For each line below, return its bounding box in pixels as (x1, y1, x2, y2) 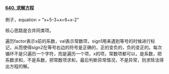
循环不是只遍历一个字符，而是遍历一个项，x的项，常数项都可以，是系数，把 (5, 51, 162, 57)
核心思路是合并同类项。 (5, 28, 54, 34)
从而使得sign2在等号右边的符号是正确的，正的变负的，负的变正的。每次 (14, 44, 162, 50)
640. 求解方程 (5, 5, 34, 11)
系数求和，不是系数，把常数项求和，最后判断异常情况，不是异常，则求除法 (5, 57, 159, 63)
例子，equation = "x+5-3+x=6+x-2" (5, 17, 79, 23)
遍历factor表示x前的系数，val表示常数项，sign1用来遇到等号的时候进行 (5, 38, 151, 44)
